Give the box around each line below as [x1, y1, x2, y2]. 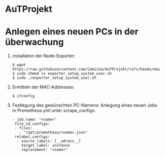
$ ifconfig [12, 94, 35, 99]
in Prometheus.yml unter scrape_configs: [12, 108, 96, 114]
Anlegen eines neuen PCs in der [5, 26, 139, 38]
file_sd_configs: [14, 121, 50, 126]
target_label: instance [21, 143, 70, 148]
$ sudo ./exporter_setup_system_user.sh [12, 76, 97, 80]
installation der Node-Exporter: [12, 53, 75, 59]
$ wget [12, 63, 26, 68]
